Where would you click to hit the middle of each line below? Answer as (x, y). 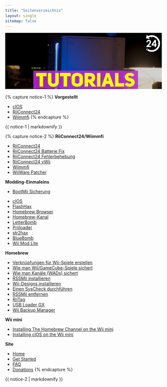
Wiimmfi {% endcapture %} (41, 117)
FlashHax (22, 206)
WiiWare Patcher (30, 172)
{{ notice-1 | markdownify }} (34, 127)
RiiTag (19, 299)
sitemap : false (21, 21)
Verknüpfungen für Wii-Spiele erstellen (52, 262)
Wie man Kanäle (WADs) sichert (45, 273)
